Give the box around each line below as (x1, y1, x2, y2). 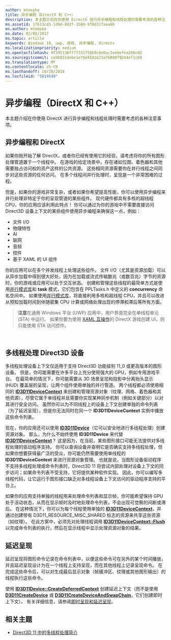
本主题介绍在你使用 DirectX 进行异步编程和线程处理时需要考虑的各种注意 (5, 115, 157, 121)
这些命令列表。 (5, 414, 37, 420)
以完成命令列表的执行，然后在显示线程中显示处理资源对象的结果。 (5, 525, 144, 531)
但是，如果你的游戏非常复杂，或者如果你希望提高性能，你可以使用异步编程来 (5, 189, 166, 195)
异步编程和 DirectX (5, 138, 65, 147)
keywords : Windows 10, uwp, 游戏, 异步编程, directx (5, 41, 115, 46)
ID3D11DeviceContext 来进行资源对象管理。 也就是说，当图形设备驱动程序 (5, 457, 162, 463)
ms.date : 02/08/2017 (5, 31, 49, 36)
